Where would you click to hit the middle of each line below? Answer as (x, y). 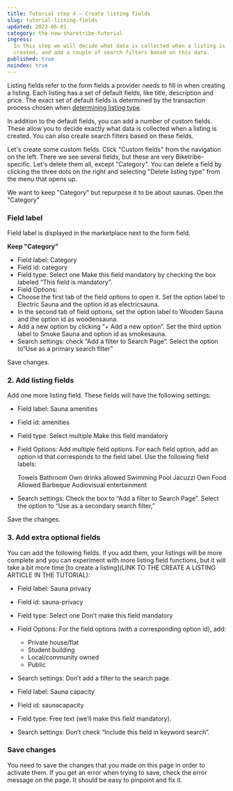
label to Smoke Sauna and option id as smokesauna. (92, 334)
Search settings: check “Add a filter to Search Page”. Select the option (118, 341)
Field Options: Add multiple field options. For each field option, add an (118, 449)
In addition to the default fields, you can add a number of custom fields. (110, 121)
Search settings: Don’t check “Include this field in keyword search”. (113, 732)
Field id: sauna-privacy (50, 602)
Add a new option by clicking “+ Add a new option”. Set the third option (119, 326)
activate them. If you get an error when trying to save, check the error (107, 772)
